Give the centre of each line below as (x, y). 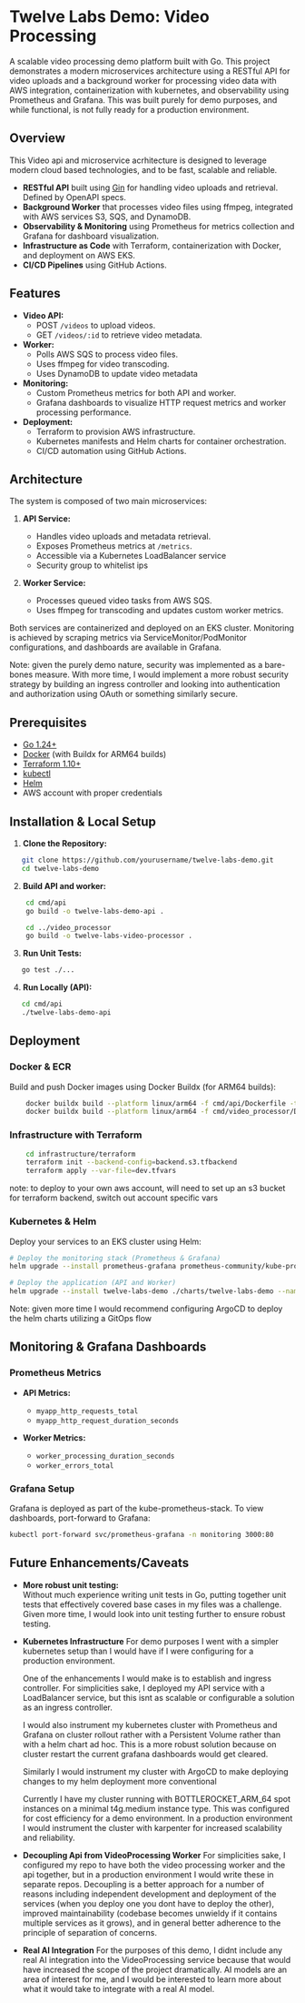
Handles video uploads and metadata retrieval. (123, 536)
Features (35, 293)
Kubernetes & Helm (53, 1221)
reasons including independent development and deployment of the (149, 1894)
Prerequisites (48, 722)
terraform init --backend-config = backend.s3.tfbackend (132, 1162)
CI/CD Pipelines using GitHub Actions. (94, 265)
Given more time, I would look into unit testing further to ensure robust (154, 1614)
